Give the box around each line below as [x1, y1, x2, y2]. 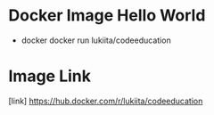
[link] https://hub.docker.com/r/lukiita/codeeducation [8, 95, 203, 106]
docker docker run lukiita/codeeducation [21, 35, 171, 45]
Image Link [8, 66, 91, 86]
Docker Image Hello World [8, 5, 206, 26]
